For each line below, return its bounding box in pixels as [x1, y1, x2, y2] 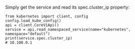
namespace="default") [5, 31, 50, 36]
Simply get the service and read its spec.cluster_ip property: [5, 4, 130, 10]
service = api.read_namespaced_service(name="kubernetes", [5, 27, 131, 32]
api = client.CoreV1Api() [5, 22, 59, 27]
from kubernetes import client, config [5, 14, 88, 19]
